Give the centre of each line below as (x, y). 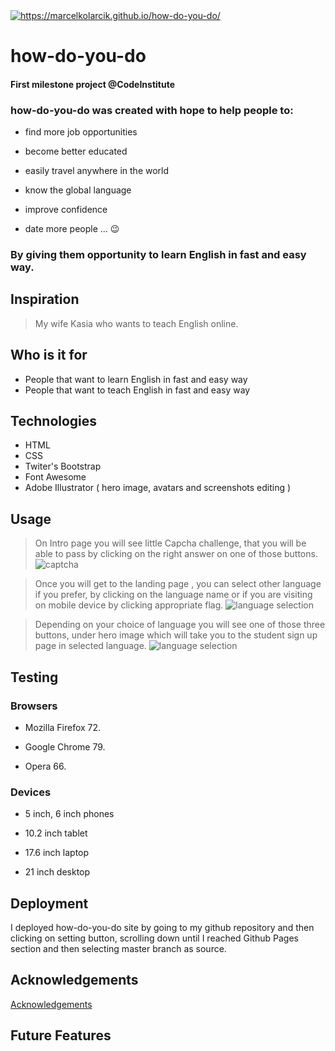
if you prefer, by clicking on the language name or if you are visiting (173, 595)
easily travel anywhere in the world (97, 171)
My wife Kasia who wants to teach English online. (136, 323)
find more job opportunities (81, 132)
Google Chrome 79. (65, 746)
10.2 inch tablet (56, 833)
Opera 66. (45, 766)
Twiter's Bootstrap (63, 466)
